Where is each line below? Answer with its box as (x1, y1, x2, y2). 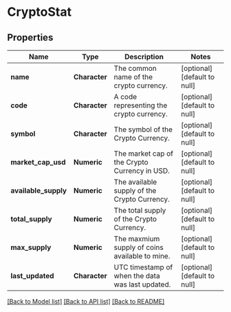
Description (124, 52, 164, 61)
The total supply (113, 206, 166, 215)
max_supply (10, 242, 52, 252)
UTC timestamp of (113, 262, 173, 272)
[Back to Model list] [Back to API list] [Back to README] (7, 298, 165, 305)
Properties (7, 32, 54, 43)
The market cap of (113, 149, 174, 158)
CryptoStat (7, 4, 72, 20)
